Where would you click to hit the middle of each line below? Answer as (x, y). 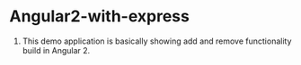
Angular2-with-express (100, 16)
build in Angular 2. (56, 50)
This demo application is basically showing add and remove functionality (157, 41)
